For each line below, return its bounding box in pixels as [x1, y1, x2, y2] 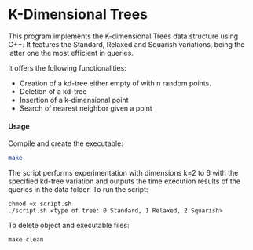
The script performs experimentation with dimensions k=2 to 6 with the [8, 168, 239, 178]
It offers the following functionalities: [8, 63, 127, 72]
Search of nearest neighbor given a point [19, 103, 153, 113]
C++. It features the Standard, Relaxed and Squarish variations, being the [8, 39, 245, 49]
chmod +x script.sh [8, 200, 72, 208]
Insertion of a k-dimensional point [19, 95, 129, 104]
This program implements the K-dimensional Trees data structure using [8, 31, 239, 41]
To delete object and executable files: [8, 221, 130, 230]
